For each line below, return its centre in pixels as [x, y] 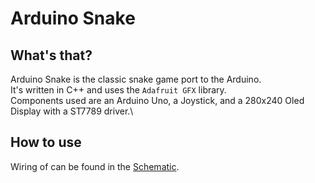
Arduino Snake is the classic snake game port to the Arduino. [136, 79]
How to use [46, 142]
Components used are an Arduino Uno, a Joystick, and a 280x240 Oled [157, 100]
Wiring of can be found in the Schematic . [95, 166]
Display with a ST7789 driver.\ [72, 111]
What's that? [51, 55]
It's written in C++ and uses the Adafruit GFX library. [118, 90]
